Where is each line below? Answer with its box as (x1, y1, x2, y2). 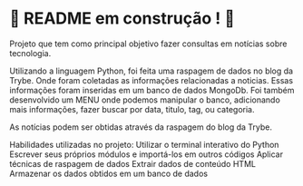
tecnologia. (9, 47, 52, 58)
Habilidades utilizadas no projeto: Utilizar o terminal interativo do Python (9, 139, 279, 150)
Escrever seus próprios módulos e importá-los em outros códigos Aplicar (9, 149, 284, 160)
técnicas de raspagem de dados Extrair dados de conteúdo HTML (9, 158, 257, 169)
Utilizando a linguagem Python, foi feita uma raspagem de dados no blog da (9, 65, 293, 76)
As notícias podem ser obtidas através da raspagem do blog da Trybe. (9, 122, 273, 132)
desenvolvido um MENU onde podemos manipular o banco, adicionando (9, 94, 281, 105)
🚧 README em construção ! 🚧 (9, 8, 236, 29)
